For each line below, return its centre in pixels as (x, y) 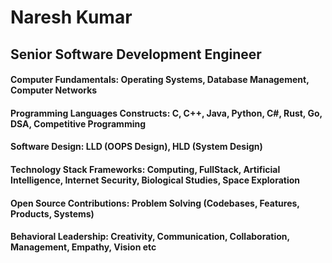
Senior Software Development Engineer (136, 54)
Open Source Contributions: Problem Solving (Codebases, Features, (155, 203)
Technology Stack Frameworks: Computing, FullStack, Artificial (145, 169)
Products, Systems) (52, 213)
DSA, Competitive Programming (78, 123)
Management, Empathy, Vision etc (83, 247)
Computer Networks (54, 90)
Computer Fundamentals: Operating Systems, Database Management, (160, 80)
